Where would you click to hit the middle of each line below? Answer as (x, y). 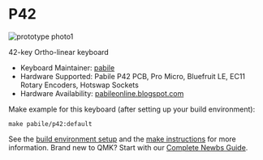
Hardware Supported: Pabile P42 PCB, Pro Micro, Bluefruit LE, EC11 (133, 76)
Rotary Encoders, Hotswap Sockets (80, 85)
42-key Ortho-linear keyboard (59, 52)
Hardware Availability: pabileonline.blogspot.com (102, 93)
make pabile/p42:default (50, 124)
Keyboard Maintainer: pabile (67, 67)
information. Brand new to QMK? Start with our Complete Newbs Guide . (128, 147)
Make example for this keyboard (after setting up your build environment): (132, 109)
